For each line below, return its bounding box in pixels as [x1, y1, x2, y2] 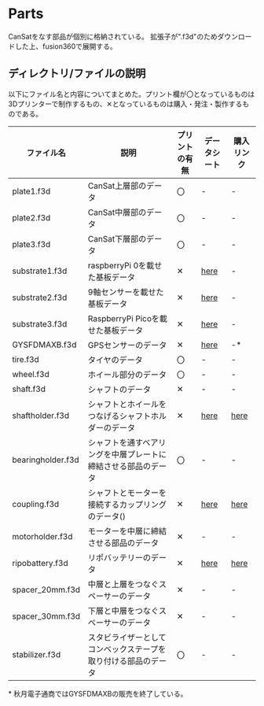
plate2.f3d [12, 212, 51, 223]
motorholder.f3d [12, 530, 73, 542]
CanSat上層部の [87, 180, 147, 191]
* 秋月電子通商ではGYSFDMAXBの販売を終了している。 [8, 689, 188, 698]
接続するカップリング [87, 499, 167, 510]
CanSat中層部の [87, 206, 147, 217]
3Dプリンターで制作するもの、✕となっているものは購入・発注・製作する [8, 99, 243, 109]
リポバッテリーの [87, 552, 152, 563]
